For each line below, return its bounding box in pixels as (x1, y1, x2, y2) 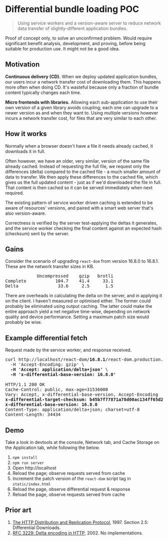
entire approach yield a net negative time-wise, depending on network (5, 309, 150, 315)
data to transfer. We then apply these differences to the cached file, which (5, 174, 158, 180)
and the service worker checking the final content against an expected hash (5, 225, 162, 231)
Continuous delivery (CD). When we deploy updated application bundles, (5, 74, 157, 80)
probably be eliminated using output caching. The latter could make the (5, 303, 152, 309)
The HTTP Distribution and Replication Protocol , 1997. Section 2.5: (12, 519, 149, 525)
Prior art (5, 506, 31, 514)
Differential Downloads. (12, 524, 61, 530)
